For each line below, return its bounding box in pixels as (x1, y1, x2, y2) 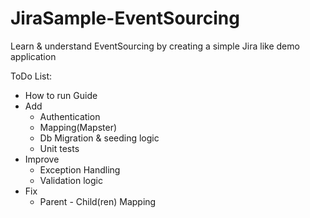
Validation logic (39, 174, 103, 186)
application (10, 50, 57, 62)
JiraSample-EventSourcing (10, 7, 240, 30)
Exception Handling (39, 163, 121, 176)
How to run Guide (24, 89, 98, 101)
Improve (24, 153, 60, 165)
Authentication (39, 110, 101, 122)
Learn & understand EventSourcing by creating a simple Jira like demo (10, 40, 300, 52)
